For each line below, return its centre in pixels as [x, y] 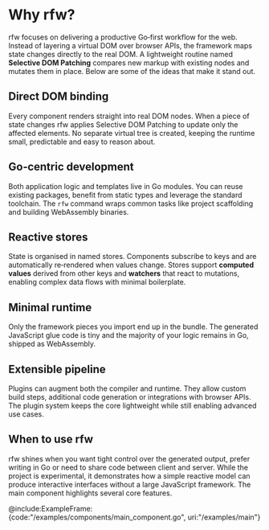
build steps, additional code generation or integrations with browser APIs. [130, 397]
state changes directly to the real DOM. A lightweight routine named [120, 54]
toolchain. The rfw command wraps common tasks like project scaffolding [131, 203]
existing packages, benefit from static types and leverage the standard [125, 195]
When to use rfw [51, 440]
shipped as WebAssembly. [52, 344]
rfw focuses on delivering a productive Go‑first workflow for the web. [123, 37]
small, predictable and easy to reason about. [82, 142]
